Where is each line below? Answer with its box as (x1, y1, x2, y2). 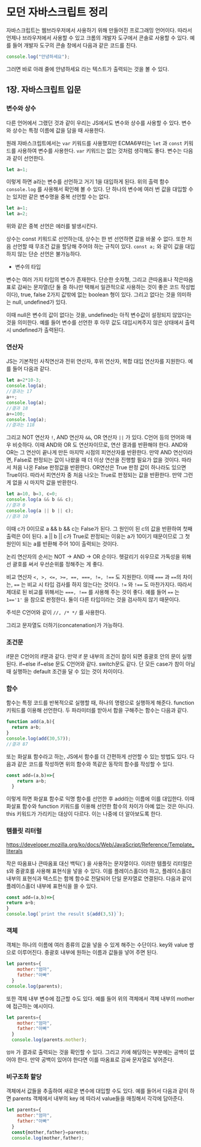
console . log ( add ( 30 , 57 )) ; (6, 736, 71, 742)
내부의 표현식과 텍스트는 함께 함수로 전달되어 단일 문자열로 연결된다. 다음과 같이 (6, 875, 192, 882)
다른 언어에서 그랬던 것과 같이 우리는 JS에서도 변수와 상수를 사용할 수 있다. (6, 119, 181, 127)
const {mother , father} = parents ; (11, 1129, 90, 1136)
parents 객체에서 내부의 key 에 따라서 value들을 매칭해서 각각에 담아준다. (12, 1095, 184, 1102)
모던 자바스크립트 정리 (6, 5, 108, 19)
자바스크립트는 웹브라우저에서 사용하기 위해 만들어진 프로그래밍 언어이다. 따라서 (6, 27, 193, 34)
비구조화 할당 (6, 1073, 42, 1081)
